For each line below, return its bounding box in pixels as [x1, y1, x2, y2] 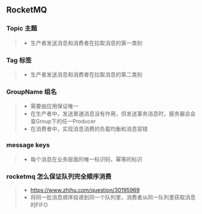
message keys [6, 141, 50, 150]
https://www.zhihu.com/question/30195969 [30, 186, 140, 193]
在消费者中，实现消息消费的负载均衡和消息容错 [30, 125, 148, 133]
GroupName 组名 [6, 88, 57, 96]
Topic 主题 [6, 24, 38, 33]
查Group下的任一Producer [30, 118, 96, 125]
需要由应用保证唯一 [30, 103, 79, 110]
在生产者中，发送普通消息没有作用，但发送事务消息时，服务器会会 [30, 110, 196, 117]
